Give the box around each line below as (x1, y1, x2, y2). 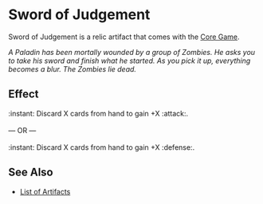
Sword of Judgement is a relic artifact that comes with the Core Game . (8, 32, 241, 41)
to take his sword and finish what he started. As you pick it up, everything (8, 56, 251, 65)
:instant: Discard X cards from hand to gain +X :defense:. (8, 142, 195, 152)
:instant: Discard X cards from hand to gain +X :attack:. (8, 108, 189, 118)
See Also (8, 166, 53, 179)
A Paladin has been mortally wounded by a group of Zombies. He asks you (8, 47, 256, 57)
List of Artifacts (19, 186, 71, 196)
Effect (8, 88, 39, 101)
